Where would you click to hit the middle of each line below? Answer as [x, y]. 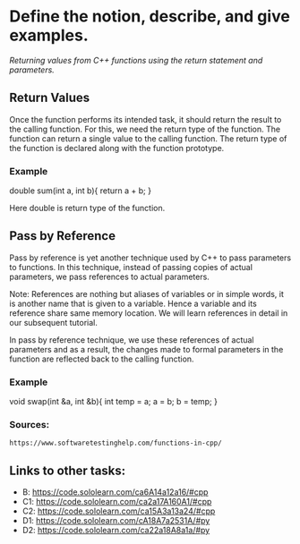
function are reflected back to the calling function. [102, 359]
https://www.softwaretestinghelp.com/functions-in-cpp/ [116, 443]
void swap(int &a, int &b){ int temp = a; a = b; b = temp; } [113, 402]
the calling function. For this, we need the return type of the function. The [145, 129]
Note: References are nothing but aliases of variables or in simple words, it [146, 293]
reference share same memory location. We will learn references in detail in [149, 313]
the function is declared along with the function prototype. [117, 148]
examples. [49, 35]
